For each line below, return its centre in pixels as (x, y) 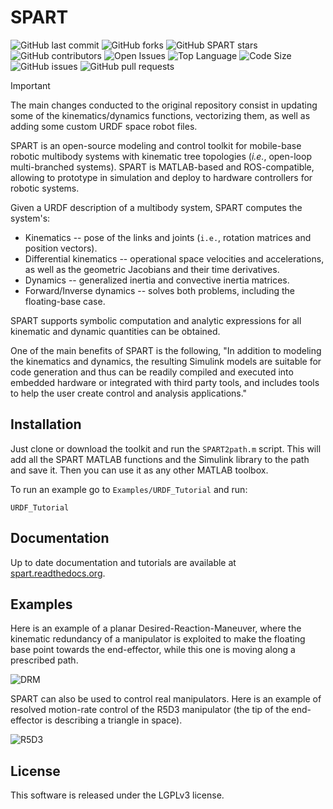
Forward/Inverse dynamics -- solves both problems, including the (159, 290)
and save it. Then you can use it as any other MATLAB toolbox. (139, 470)
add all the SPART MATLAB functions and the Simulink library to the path (160, 459)
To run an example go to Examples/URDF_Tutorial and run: (129, 489)
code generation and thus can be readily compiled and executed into (152, 372)
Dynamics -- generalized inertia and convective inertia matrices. (157, 280)
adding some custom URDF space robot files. (104, 126)
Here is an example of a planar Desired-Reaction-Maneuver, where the (156, 628)
